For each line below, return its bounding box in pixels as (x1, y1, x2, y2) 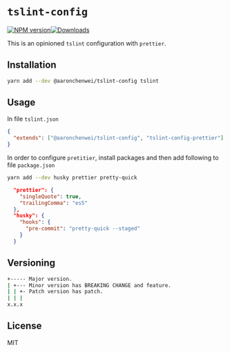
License (7, 320, 42, 332)
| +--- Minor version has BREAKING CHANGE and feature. (7, 282, 171, 289)
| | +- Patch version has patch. (7, 289, 104, 295)
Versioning (7, 257, 55, 269)
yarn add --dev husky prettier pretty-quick (7, 175, 137, 182)
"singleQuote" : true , (19, 193, 82, 200)
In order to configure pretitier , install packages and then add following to (7, 154, 219, 162)
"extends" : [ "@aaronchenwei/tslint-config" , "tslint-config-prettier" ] (13, 135, 224, 141)
